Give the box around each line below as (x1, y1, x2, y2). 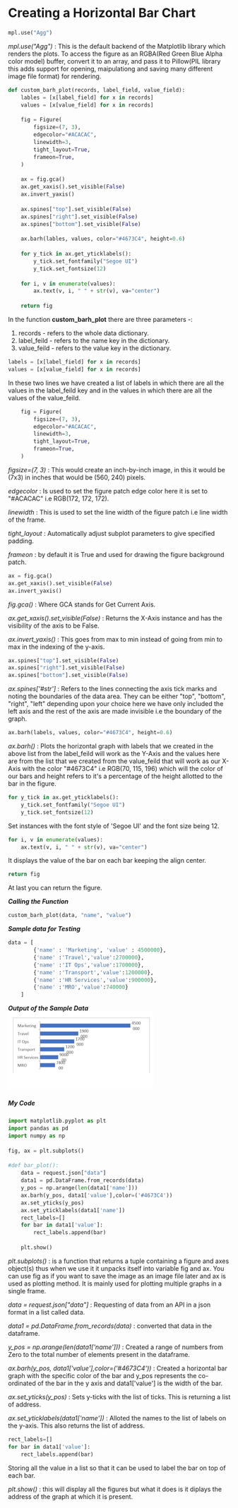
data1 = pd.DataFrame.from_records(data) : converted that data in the (8, 1322, 213, 1330)
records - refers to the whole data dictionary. (18, 329, 149, 337)
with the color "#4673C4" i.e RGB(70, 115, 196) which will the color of (22, 765, 223, 773)
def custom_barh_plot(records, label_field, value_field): (8, 86, 186, 93)
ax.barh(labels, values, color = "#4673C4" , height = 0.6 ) (8, 729, 173, 736)
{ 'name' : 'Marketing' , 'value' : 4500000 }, (33, 947, 167, 954)
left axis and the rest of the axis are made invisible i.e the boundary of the (8, 707, 222, 716)
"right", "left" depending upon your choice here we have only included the (8, 700, 224, 708)
